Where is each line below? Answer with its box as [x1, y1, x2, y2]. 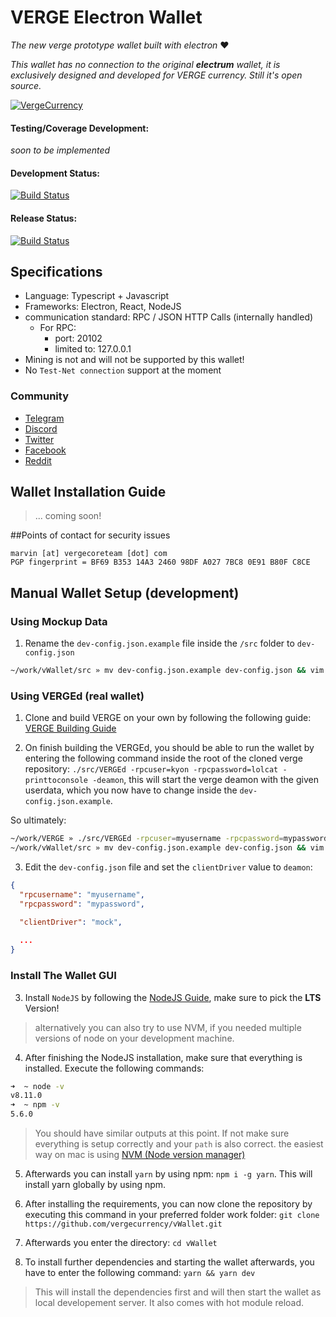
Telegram [24, 412, 65, 424]
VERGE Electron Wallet [10, 6, 203, 29]
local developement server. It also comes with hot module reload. [34, 1297, 305, 1308]
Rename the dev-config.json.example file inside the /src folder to [24, 637, 295, 650]
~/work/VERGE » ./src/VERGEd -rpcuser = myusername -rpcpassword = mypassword [10, 834, 329, 844]
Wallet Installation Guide [10, 484, 167, 501]
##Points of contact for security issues [10, 529, 171, 541]
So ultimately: [10, 814, 67, 826]
